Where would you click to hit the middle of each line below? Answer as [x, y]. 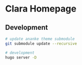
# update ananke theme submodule [40, 39]
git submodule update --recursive [41, 43]
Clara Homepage [41, 9]
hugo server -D [21, 57]
